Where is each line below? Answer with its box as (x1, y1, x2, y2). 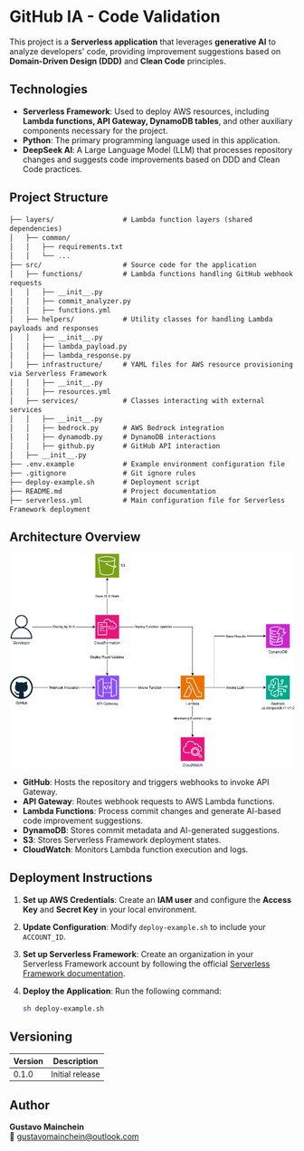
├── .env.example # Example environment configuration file (9, 459, 285, 468)
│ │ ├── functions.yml (9, 305, 111, 314)
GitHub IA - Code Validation (9, 6, 221, 27)
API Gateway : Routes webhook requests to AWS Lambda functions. (22, 795, 276, 807)
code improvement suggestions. (22, 815, 143, 826)
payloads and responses (9, 323, 100, 332)
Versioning (9, 1029, 72, 1044)
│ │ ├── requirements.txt (9, 242, 124, 251)
